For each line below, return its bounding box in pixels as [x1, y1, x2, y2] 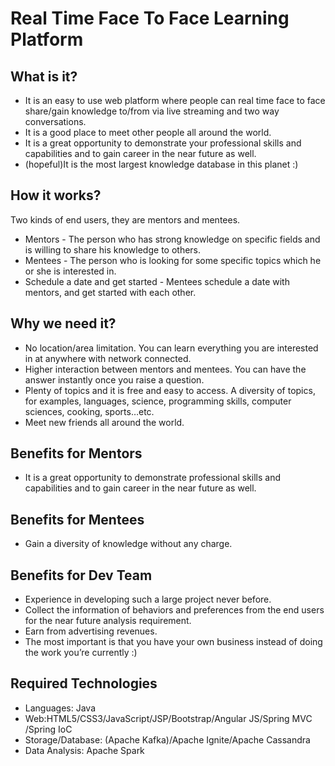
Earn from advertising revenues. [24, 625, 158, 637]
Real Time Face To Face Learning [10, 7, 290, 30]
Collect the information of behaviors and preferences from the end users [24, 604, 325, 616]
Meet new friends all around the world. [24, 416, 185, 428]
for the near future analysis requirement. [24, 615, 192, 627]
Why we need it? [10, 315, 117, 332]
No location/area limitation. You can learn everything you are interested [24, 342, 319, 354]
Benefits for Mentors [10, 445, 143, 462]
